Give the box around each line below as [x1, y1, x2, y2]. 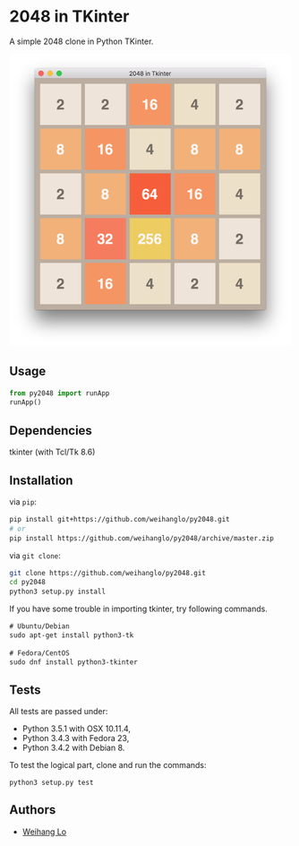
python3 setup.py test [9, 778, 94, 788]
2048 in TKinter [9, 6, 130, 27]
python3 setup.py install [9, 587, 106, 597]
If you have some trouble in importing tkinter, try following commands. [9, 603, 269, 615]
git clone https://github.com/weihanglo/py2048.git [9, 568, 206, 577]
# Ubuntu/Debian [9, 622, 70, 631]
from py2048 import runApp [9, 388, 110, 398]
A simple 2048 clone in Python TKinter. [9, 36, 154, 47]
